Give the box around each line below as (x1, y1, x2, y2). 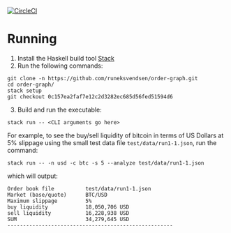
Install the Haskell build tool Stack (17, 54, 115, 62)
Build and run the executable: (17, 105, 103, 114)
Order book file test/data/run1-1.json (7, 185, 151, 192)
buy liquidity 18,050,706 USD (7, 203, 130, 211)
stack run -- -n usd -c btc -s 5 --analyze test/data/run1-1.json (7, 159, 204, 167)
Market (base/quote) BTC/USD (7, 191, 108, 198)
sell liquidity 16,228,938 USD (7, 209, 130, 216)
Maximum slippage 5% (7, 197, 92, 204)
